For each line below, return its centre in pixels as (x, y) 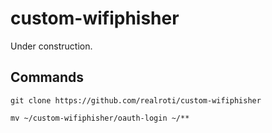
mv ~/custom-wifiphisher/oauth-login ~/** (100, 118)
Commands (47, 77)
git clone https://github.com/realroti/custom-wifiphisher (136, 100)
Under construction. (51, 46)
